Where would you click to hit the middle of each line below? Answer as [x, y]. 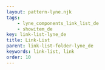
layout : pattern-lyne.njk [39, 12]
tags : [13, 18]
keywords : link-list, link [40, 52]
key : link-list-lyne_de [36, 35]
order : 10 [19, 57]
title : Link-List [28, 40]
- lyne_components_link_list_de [58, 23]
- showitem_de [35, 29]
